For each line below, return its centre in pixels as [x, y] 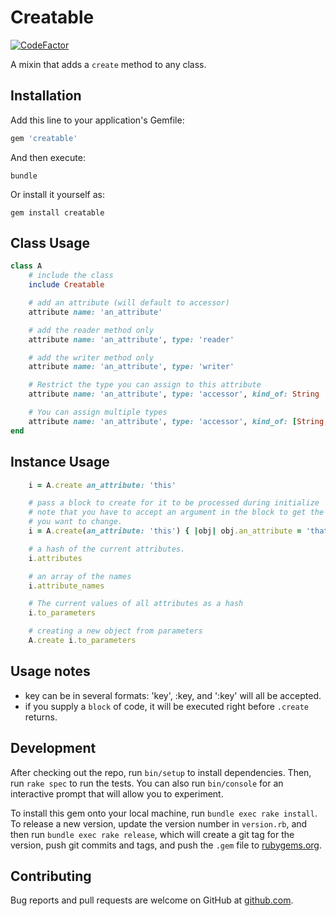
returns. [41, 717]
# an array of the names [80, 576]
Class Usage [50, 243]
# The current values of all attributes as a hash [136, 604]
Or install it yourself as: [57, 194]
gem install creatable [57, 212]
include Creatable [66, 285]
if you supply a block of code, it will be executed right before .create [166, 706]
